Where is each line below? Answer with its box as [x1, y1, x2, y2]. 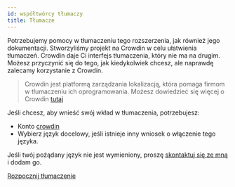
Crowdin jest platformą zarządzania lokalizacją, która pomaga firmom [24, 79, 225, 88]
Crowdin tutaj [24, 94, 64, 103]
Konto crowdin [17, 122, 60, 130]
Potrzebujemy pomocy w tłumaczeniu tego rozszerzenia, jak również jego [7, 36, 220, 44]
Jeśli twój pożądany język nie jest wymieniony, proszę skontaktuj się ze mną [7, 150, 228, 159]
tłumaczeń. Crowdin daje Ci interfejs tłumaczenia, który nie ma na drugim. [7, 51, 221, 60]
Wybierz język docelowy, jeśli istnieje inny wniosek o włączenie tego [17, 129, 216, 138]
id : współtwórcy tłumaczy [7, 10, 83, 18]
